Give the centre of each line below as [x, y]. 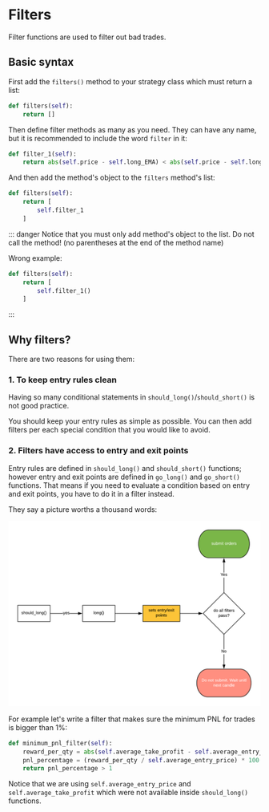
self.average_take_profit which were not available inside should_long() [128, 793]
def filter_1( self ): [43, 154]
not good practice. [39, 406]
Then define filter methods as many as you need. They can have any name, [132, 129]
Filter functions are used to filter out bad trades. [87, 37]
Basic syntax [41, 62]
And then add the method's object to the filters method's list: [112, 177]
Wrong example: [35, 258]
